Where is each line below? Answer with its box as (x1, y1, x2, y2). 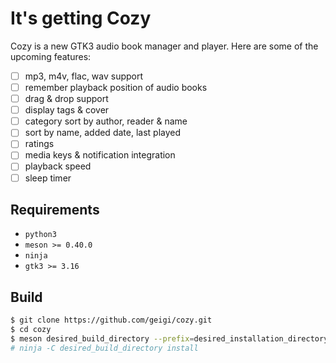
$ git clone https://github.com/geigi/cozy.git (10, 315, 213, 326)
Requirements (10, 201, 100, 218)
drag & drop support (24, 93, 109, 105)
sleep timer (24, 172, 72, 184)
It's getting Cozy (10, 7, 152, 30)
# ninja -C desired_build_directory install (10, 343, 199, 353)
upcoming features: (10, 50, 92, 62)
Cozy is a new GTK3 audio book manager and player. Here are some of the (10, 40, 319, 52)
